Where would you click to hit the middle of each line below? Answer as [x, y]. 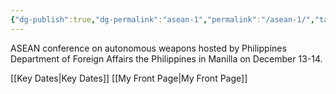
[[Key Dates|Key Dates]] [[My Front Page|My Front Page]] [129, 78]
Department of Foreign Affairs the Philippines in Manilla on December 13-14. [166, 58]
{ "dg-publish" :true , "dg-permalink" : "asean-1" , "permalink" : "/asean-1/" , [162, 19]
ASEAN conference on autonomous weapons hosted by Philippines [148, 48]
